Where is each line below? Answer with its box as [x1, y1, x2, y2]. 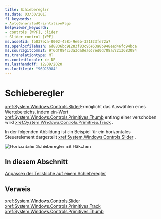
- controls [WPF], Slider [5, 30, 58, 35]
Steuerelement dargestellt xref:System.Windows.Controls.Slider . [5, 134, 136, 140]
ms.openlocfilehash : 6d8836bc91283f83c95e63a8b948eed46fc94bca [5, 44, 137, 49]
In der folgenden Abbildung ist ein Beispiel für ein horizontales [5, 128, 131, 135]
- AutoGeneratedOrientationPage [5, 21, 71, 26]
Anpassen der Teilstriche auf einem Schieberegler [5, 170, 106, 176]
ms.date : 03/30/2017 [5, 12, 47, 17]
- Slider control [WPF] [5, 35, 54, 40]
